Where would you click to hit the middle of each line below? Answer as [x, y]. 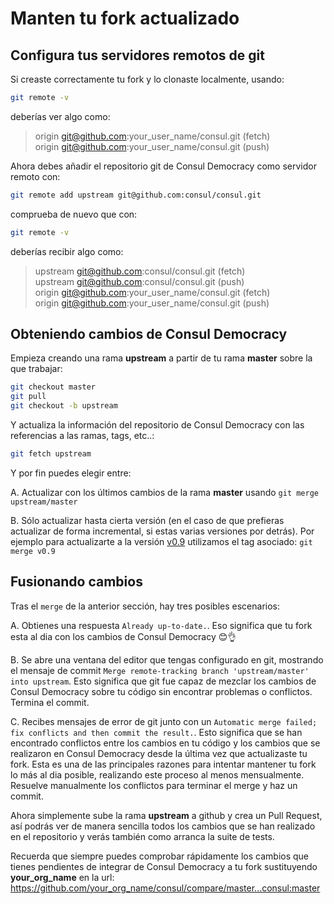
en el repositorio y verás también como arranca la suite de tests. [142, 836]
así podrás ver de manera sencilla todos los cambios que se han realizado [163, 826]
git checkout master [53, 387]
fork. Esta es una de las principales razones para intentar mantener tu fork [163, 764]
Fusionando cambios [76, 582]
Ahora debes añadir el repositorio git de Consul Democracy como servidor [163, 166]
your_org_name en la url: [62, 877]
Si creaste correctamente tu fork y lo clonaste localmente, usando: [147, 79]
